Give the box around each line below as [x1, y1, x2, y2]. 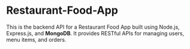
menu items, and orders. [6, 36, 67, 43]
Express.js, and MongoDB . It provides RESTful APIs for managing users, [6, 29, 185, 36]
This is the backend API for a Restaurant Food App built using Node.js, [6, 23, 180, 30]
